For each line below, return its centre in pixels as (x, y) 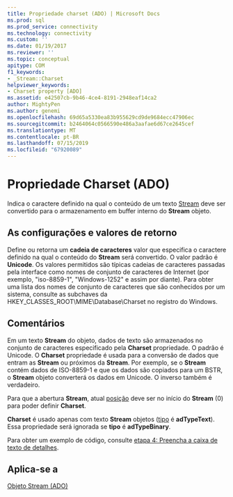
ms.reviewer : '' (31, 53)
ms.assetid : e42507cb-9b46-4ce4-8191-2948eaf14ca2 (82, 98)
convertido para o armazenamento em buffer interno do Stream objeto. (109, 211)
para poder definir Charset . (47, 406)
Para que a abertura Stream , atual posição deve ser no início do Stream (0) (115, 398)
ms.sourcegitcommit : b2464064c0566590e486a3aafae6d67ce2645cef (101, 124)
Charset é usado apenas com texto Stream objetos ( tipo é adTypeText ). (111, 419)
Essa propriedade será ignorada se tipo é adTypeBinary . (89, 427)
